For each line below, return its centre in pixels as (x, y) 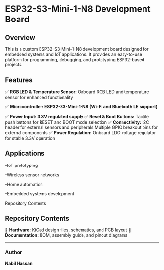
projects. (14, 65)
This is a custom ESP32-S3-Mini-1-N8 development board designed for (77, 49)
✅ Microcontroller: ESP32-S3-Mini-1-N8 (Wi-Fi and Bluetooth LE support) (81, 106)
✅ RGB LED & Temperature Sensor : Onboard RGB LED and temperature (77, 92)
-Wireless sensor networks (32, 175)
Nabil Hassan (19, 263)
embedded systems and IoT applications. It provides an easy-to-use (74, 54)
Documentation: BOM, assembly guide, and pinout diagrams (66, 235)
